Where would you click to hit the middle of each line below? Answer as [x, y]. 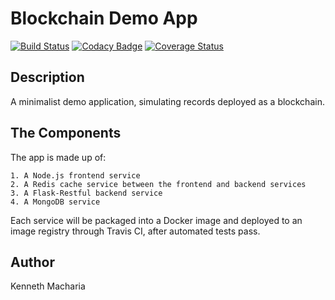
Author [32, 262]
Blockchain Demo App [104, 18]
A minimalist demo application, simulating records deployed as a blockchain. [167, 101]
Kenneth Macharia [48, 286]
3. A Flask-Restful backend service [86, 193]
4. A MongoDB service [55, 202]
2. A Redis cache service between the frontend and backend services [158, 184]
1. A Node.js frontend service [75, 175]
